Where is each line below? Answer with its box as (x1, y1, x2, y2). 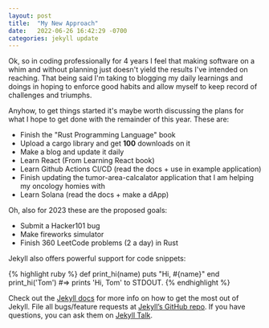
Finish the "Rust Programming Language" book (19, 130, 177, 140)
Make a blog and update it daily (19, 147, 124, 157)
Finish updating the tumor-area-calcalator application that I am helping (19, 173, 255, 182)
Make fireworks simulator (19, 230, 104, 240)
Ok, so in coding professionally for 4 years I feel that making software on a (8, 56, 255, 66)
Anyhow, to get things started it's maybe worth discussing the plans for (8, 106, 244, 116)
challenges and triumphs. (8, 90, 92, 100)
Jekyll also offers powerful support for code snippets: (8, 254, 186, 264)
